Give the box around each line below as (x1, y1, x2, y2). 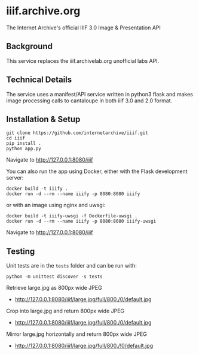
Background (6, 41, 53, 51)
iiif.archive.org (6, 4, 81, 18)
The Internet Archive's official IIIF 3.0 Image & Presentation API (6, 24, 161, 31)
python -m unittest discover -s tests (6, 274, 103, 280)
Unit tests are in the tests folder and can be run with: (6, 262, 137, 269)
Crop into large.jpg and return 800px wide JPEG (6, 307, 125, 315)
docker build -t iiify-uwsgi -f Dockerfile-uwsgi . (6, 213, 137, 219)
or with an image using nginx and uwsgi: (6, 202, 106, 209)
